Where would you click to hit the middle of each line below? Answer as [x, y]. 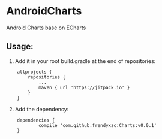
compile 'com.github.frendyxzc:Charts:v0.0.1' [97, 125]
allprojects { [34, 72]
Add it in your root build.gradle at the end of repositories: [85, 61]
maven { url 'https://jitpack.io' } [84, 87]
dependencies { [36, 120]
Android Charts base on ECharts [46, 28]
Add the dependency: [42, 109]
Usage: [20, 46]
